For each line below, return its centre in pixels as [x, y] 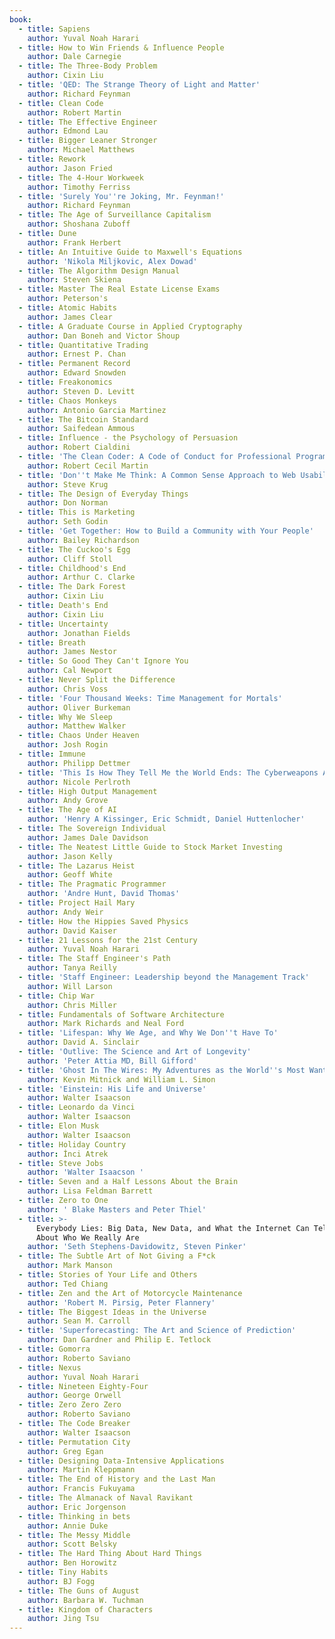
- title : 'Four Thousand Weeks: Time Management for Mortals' [150, 698]
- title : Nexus [50, 1367]
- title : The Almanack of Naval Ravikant [106, 1498]
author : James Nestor [72, 652]
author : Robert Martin [74, 112]
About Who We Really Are [87, 1237]
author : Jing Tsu [63, 1619]
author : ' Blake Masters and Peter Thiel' [117, 1209]
